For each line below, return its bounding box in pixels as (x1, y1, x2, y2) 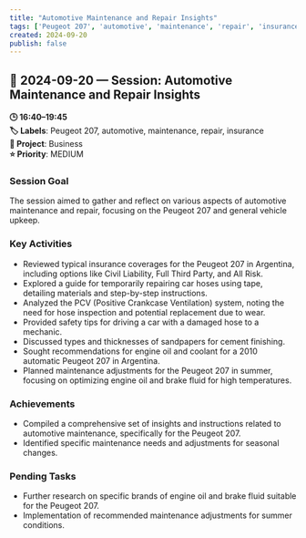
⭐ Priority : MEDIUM (9, 149, 84, 160)
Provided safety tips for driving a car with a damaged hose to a (22, 316, 260, 327)
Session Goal (9, 174, 69, 187)
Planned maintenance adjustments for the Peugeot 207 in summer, (22, 365, 273, 376)
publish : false (9, 38, 67, 48)
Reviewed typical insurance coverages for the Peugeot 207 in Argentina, (22, 258, 295, 269)
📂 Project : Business (9, 139, 84, 150)
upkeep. (9, 215, 41, 226)
